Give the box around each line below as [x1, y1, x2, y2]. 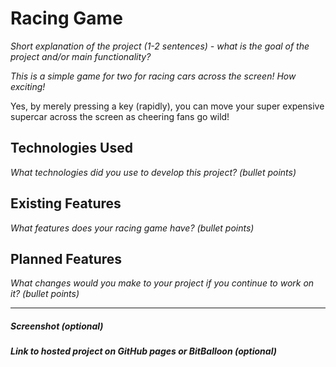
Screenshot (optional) [10, 320, 104, 332]
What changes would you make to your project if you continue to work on [10, 277, 315, 289]
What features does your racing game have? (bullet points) [10, 222, 255, 234]
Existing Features [10, 195, 122, 212]
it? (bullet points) [10, 288, 80, 300]
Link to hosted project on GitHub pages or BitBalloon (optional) [10, 345, 277, 357]
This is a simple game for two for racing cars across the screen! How [10, 70, 297, 82]
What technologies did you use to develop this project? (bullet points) [10, 166, 297, 178]
